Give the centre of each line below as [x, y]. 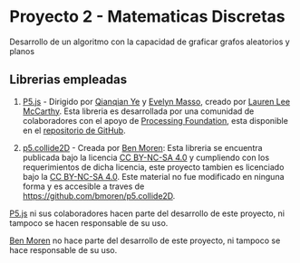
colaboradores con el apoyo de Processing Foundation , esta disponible [155, 120]
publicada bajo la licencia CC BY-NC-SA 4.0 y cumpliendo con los [146, 157]
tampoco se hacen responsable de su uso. [89, 222]
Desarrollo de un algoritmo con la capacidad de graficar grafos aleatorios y [150, 42]
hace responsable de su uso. [63, 249]
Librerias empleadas [68, 80]
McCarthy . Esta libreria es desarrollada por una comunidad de [138, 111]
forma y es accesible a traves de [83, 186]
